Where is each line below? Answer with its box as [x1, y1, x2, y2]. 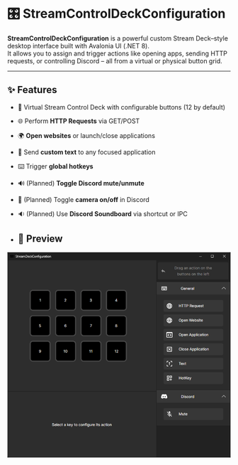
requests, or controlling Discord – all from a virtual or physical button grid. [7, 56, 223, 65]
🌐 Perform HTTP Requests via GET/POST [17, 117, 140, 125]
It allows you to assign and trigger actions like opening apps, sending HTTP [7, 49, 228, 58]
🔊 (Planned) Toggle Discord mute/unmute [17, 178, 145, 187]
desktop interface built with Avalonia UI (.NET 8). [7, 41, 150, 50]
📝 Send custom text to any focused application [17, 147, 156, 156]
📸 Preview [17, 232, 63, 245]
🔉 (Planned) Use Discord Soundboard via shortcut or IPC [17, 209, 188, 218]
